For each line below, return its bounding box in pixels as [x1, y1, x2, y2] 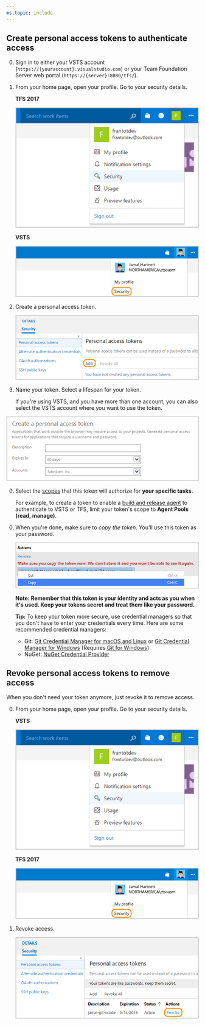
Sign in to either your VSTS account [15, 58, 105, 66]
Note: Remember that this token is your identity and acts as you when [15, 594, 195, 602]
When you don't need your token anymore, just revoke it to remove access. [6, 694, 195, 701]
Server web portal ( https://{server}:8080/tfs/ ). [15, 72, 138, 79]
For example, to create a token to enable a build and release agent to [15, 499, 187, 507]
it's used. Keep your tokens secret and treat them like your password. [15, 601, 195, 608]
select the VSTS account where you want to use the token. [15, 404, 162, 412]
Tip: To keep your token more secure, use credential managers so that [15, 613, 192, 620]
